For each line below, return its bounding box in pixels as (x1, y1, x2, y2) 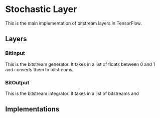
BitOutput (5, 79, 30, 86)
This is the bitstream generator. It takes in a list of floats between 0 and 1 (5, 61, 155, 67)
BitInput (5, 50, 25, 57)
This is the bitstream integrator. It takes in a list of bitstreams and (5, 90, 139, 96)
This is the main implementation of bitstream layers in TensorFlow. (5, 20, 142, 26)
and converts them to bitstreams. (5, 66, 74, 72)
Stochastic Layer (5, 4, 77, 15)
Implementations (5, 105, 60, 113)
